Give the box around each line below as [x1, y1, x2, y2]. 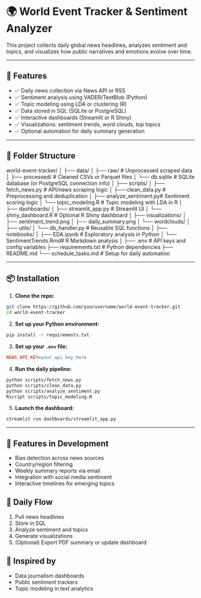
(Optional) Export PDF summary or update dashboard [14, 539, 147, 546]
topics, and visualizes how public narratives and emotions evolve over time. [6, 47, 193, 55]
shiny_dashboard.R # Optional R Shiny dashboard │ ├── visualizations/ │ [6, 211, 187, 219]
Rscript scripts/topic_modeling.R [6, 394, 93, 400]
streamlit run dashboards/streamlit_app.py [6, 416, 117, 422]
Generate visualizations [14, 532, 73, 539]
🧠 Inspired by [6, 556, 56, 566]
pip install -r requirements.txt [6, 332, 90, 338]
